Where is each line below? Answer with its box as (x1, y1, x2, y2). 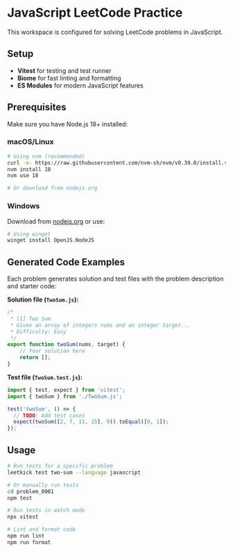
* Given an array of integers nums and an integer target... (10, 322, 191, 329)
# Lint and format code (7, 526, 76, 533)
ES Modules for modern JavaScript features (17, 81, 144, 90)
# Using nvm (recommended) (7, 153, 85, 160)
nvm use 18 (7, 172, 39, 179)
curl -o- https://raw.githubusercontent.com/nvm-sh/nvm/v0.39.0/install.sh (7, 159, 231, 166)
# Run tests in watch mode (7, 507, 85, 514)
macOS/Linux (7, 137, 54, 147)
